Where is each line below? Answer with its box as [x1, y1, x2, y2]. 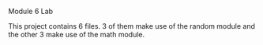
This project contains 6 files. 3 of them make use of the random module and [8, 22, 255, 30]
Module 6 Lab [8, 7, 54, 16]
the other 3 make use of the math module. [8, 30, 145, 39]
